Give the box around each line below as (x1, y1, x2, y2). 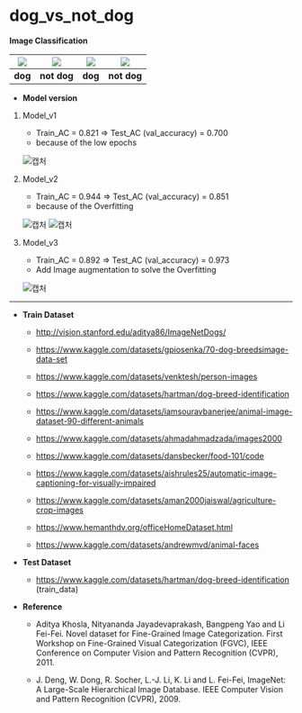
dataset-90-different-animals (35, 415, 144, 426)
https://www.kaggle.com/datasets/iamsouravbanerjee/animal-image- (35, 406, 293, 417)
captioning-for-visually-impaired (35, 477, 156, 488)
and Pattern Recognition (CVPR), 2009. (35, 693, 182, 704)
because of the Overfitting (35, 200, 134, 212)
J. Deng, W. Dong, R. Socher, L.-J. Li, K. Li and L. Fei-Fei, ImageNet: (35, 674, 286, 685)
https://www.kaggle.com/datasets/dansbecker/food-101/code (35, 450, 265, 461)
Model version (22, 92, 78, 104)
